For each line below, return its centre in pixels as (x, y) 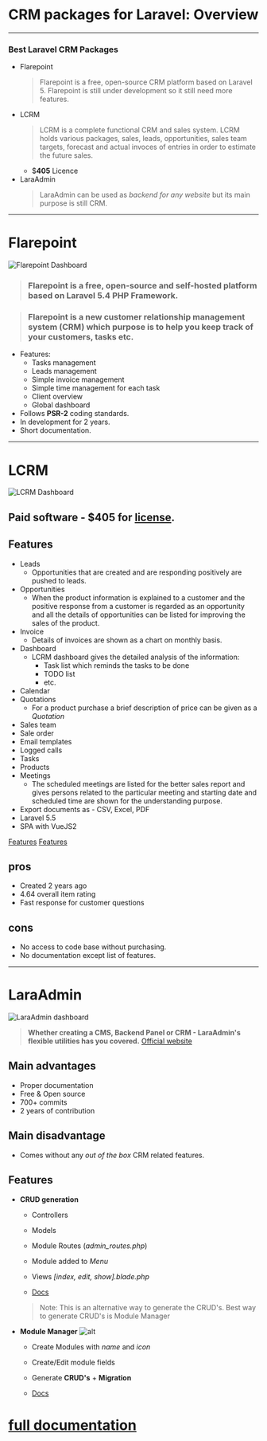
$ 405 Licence (55, 171)
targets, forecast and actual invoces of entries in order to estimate (148, 147)
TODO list (59, 673)
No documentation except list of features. (88, 956)
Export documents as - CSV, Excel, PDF (85, 809)
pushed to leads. (59, 580)
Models (44, 1230)
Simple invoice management (78, 379)
